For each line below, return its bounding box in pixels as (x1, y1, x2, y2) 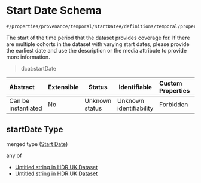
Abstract (9, 83, 35, 91)
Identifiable (118, 83, 153, 91)
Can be (9, 96, 30, 105)
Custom (159, 79, 182, 87)
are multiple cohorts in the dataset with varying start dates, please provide (6, 40, 190, 48)
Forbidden (159, 100, 188, 108)
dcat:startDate (20, 65, 57, 72)
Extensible (47, 83, 79, 91)
